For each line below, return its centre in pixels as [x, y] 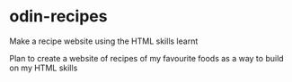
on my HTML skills [44, 68]
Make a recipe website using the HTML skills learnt [104, 41]
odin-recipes [58, 16]
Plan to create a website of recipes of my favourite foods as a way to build [147, 58]
